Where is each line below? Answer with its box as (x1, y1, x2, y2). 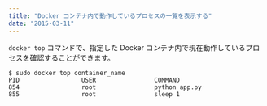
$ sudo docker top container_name (8, 69, 126, 77)
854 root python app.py (8, 83, 202, 91)
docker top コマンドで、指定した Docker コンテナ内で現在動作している (8, 42, 246, 53)
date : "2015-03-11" (8, 19, 75, 28)
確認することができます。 (29, 53, 116, 62)
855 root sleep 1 (8, 90, 181, 98)
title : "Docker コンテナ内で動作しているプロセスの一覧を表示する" (8, 11, 212, 20)
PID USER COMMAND (8, 76, 181, 84)
